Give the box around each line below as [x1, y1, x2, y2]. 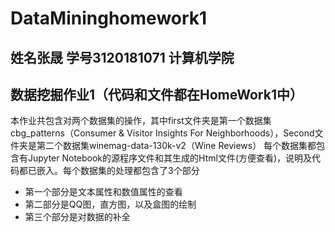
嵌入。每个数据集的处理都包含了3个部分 [36, 165, 200, 177]
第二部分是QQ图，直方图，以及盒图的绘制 [24, 198, 197, 211]
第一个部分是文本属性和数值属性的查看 [24, 186, 183, 198]
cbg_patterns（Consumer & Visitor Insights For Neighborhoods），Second [10, 127, 315, 139]
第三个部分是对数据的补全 [24, 211, 131, 223]
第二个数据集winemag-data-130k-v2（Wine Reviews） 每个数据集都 [36, 140, 317, 152]
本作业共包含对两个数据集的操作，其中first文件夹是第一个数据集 [10, 115, 272, 127]
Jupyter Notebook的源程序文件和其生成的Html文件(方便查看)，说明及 [27, 152, 313, 164]
